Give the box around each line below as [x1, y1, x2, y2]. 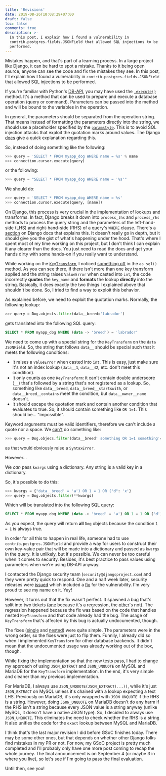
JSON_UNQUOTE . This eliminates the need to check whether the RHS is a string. [5, 715, 161, 721]
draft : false [5, 16, 32, 21]
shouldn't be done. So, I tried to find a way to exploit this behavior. [5, 287, 140, 292]
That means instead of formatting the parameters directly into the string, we [5, 119, 160, 125]
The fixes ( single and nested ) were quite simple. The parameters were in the [5, 627, 161, 633]
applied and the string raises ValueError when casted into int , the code [5, 271, 151, 277]
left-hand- [134, 220, 156, 225]
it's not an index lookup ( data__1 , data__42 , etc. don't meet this [12, 364, 140, 370]
